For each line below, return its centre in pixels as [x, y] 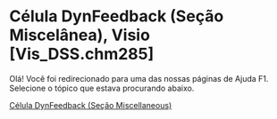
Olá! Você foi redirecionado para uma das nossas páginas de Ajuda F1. [139, 78]
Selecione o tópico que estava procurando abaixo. [102, 88]
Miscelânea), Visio [80, 35]
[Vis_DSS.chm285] [82, 54]
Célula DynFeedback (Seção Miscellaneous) [91, 105]
